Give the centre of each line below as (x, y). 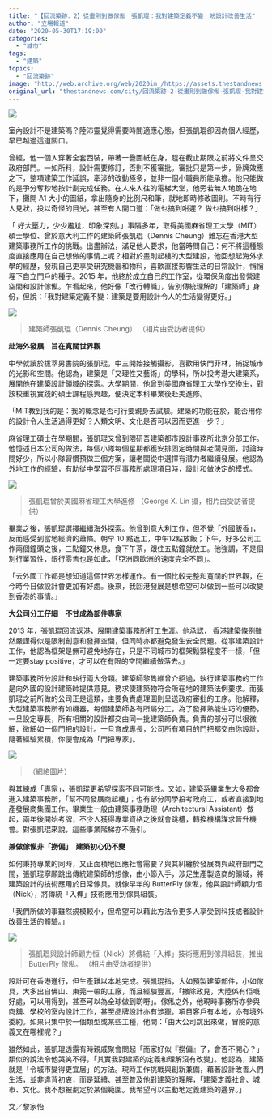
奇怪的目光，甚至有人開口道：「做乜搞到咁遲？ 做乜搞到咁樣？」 (156, 208)
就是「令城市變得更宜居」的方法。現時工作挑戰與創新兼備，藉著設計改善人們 (136, 1070)
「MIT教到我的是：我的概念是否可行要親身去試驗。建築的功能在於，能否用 (132, 411)
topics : (21, 69)
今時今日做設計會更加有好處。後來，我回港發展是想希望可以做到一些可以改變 (136, 586)
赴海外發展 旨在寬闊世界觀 (55, 346)
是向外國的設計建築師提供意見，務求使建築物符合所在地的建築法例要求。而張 (136, 689)
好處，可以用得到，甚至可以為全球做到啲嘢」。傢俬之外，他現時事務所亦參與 (134, 1002)
